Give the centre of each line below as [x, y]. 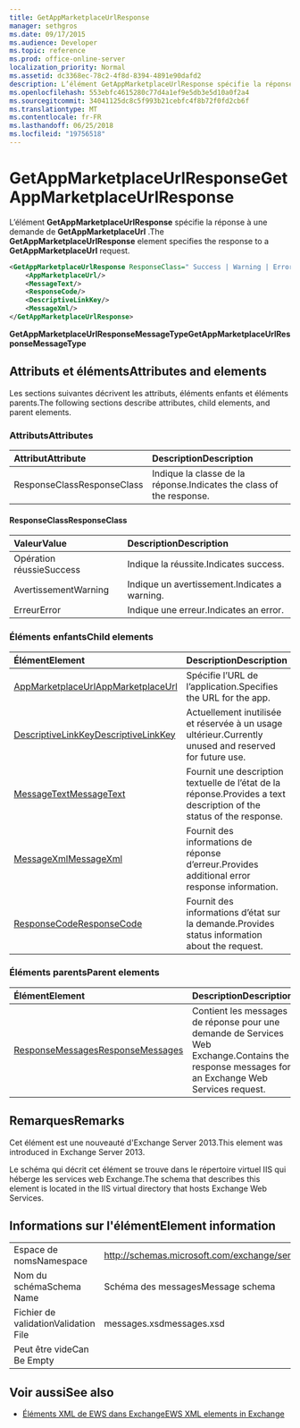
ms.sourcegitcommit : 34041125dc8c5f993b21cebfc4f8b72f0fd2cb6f [129, 101]
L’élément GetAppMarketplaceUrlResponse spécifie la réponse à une [138, 222]
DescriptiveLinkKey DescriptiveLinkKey [95, 735]
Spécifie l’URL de [222, 675]
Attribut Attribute [50, 459]
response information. [232, 887]
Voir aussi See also [62, 1392]
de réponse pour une [236, 1022]
